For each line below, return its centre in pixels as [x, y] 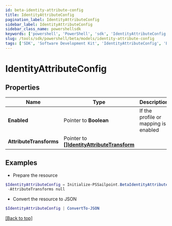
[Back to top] [19, 218]
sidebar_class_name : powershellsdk [43, 29]
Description [154, 102]
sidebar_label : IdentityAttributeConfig [49, 24]
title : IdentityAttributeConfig [40, 15]
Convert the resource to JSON [45, 199]
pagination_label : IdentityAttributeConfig [52, 19]
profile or [150, 117]
